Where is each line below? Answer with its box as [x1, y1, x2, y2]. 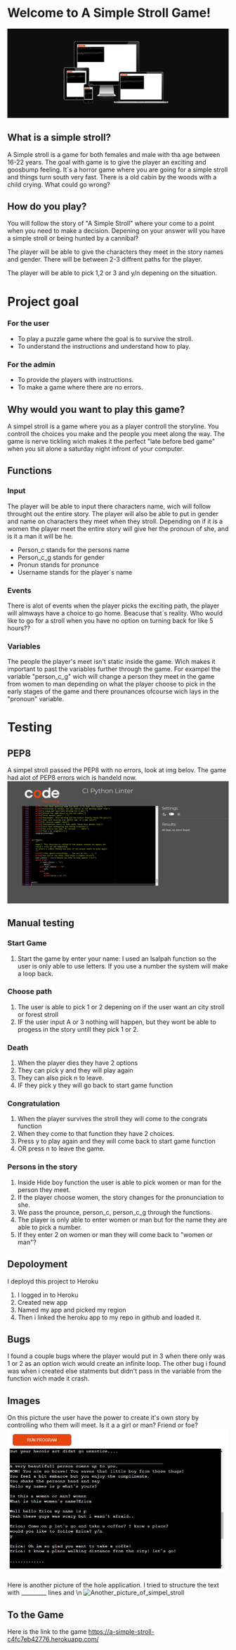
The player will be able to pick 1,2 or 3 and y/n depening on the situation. [7, 269, 218, 277]
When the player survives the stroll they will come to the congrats [17, 1115, 208, 1123]
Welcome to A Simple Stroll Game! [7, 5, 211, 21]
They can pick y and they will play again [17, 1066, 133, 1075]
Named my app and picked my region [17, 1305, 126, 1314]
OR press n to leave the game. [17, 1144, 105, 1153]
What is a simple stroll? [7, 132, 111, 143]
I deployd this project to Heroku [7, 1277, 99, 1285]
